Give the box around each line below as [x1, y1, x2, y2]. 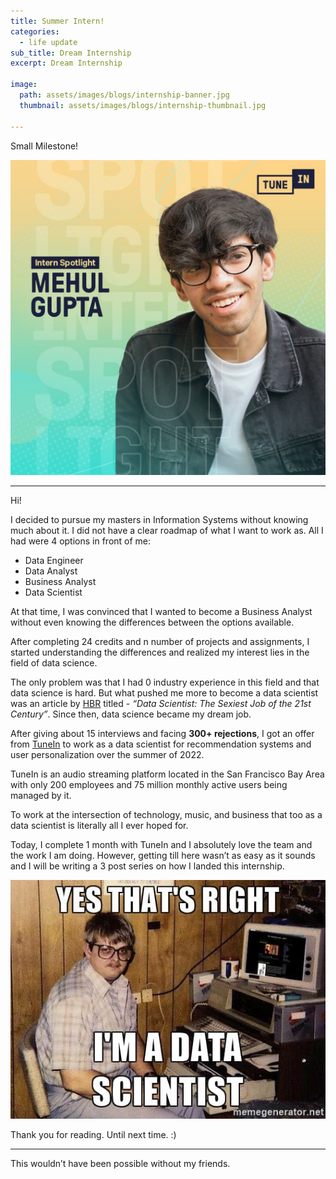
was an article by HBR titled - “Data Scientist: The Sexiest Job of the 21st [10, 697, 312, 709]
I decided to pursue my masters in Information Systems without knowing [10, 513, 309, 525]
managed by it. [10, 789, 72, 801]
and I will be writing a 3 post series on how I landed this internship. [10, 860, 285, 872]
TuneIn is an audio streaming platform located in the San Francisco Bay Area [10, 768, 325, 780]
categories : [10, 26, 60, 37]
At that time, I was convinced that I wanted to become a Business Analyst [10, 605, 313, 617]
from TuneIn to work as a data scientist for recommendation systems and [10, 738, 312, 750]
